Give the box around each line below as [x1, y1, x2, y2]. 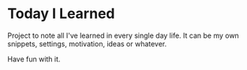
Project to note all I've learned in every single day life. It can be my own [7, 31, 240, 40]
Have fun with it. [7, 54, 61, 64]
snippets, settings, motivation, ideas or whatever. [7, 39, 167, 48]
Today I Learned [7, 5, 115, 23]
